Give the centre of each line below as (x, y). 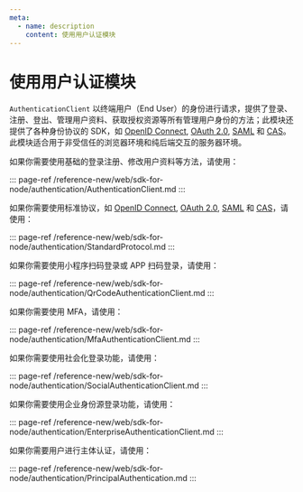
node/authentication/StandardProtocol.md (88, 247)
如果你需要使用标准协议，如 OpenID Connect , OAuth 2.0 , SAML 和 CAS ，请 (149, 208)
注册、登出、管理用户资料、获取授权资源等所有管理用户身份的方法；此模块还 (151, 120)
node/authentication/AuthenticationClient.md (93, 190)
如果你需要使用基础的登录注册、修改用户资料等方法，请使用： (124, 162)
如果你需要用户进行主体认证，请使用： (80, 450)
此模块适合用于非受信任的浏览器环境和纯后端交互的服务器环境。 (128, 143)
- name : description (56, 26)
